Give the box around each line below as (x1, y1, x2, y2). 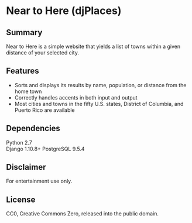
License (6, 194, 36, 204)
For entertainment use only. (6, 177, 73, 185)
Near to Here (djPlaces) (6, 4, 122, 18)
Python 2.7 (6, 139, 32, 146)
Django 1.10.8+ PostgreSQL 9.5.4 (6, 145, 85, 152)
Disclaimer (6, 162, 46, 172)
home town (14, 88, 42, 95)
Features (6, 66, 39, 76)
